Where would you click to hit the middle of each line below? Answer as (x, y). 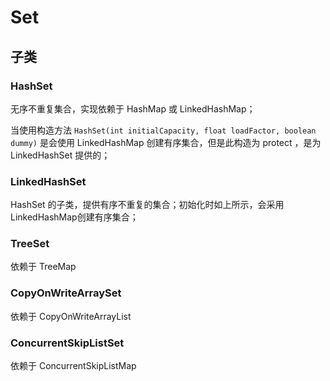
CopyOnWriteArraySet (66, 293)
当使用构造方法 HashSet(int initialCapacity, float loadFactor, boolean (163, 130)
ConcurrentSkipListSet (67, 343)
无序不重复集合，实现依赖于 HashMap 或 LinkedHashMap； (133, 108)
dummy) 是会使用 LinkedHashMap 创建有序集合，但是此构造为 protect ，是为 (166, 142)
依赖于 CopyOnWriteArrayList (71, 316)
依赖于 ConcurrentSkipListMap (73, 366)
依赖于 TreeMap (43, 267)
